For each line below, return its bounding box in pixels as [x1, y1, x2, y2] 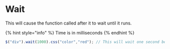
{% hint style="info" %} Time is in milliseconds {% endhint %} [5, 29, 135, 35]
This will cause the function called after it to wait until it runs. [5, 20, 132, 26]
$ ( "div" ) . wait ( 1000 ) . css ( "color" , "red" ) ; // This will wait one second [5, 39, 159, 44]
